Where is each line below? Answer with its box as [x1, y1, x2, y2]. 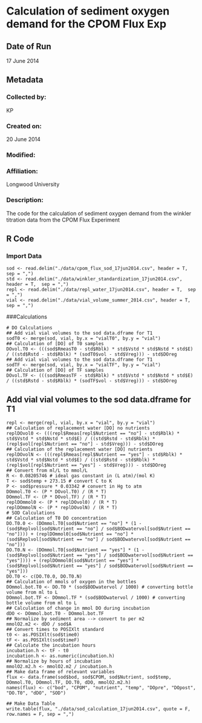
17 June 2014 [6, 58, 39, 64]
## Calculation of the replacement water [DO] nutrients [6, 446, 153, 452]
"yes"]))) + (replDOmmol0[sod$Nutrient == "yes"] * [6, 558, 139, 564]
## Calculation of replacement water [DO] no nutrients [6, 425, 150, 431]
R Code [6, 233, 34, 243]
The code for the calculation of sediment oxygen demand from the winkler [6, 210, 192, 217]
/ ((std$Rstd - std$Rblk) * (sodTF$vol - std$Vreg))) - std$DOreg [6, 378, 177, 384]
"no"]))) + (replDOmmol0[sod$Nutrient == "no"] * [6, 531, 134, 537]
